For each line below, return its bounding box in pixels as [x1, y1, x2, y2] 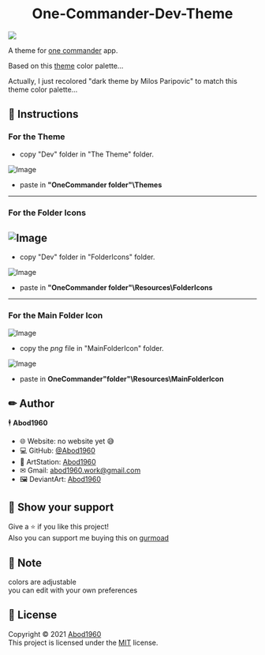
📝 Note [8, 556, 42, 570]
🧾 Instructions [8, 107, 79, 121]
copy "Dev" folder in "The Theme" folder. [19, 149, 155, 159]
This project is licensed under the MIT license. [8, 638, 159, 647]
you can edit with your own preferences [8, 585, 138, 595]
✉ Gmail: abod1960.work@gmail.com [19, 465, 141, 475]
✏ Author [8, 397, 55, 411]
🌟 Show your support [8, 500, 114, 514]
